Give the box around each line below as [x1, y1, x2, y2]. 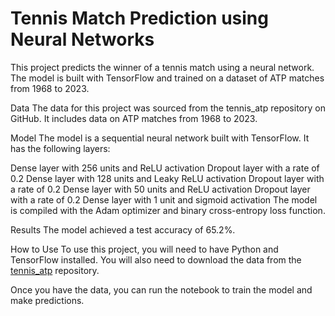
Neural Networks [10, 28, 155, 51]
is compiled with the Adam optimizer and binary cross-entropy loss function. [10, 204, 326, 216]
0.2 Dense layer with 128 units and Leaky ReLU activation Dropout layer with [10, 172, 325, 184]
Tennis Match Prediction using [10, 7, 269, 30]
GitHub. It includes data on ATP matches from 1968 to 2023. [10, 112, 258, 124]
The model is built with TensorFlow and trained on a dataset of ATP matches [10, 72, 325, 84]
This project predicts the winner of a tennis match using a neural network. [10, 61, 315, 73]
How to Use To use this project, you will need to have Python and [10, 243, 279, 255]
